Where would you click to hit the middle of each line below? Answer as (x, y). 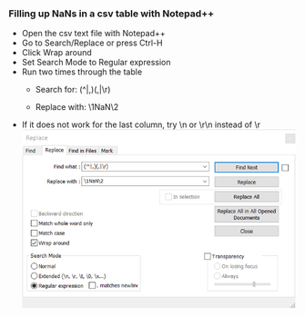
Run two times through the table (82, 72)
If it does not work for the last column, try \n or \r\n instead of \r (141, 124)
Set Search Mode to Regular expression (96, 63)
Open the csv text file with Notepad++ (93, 34)
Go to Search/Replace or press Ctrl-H (92, 43)
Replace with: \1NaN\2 (77, 107)
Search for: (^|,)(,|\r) (73, 90)
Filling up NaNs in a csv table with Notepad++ (112, 14)
